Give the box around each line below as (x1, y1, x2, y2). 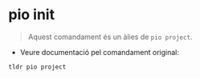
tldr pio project (8, 62, 67, 71)
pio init (8, 6, 55, 24)
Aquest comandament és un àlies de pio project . (27, 32, 193, 41)
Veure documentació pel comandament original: (19, 47, 179, 57)
